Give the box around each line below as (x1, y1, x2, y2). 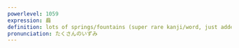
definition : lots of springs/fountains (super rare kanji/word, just (7, 23, 218, 30)
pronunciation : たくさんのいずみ (7, 30, 98, 37)
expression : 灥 (7, 17, 51, 24)
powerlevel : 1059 (7, 10, 59, 18)
